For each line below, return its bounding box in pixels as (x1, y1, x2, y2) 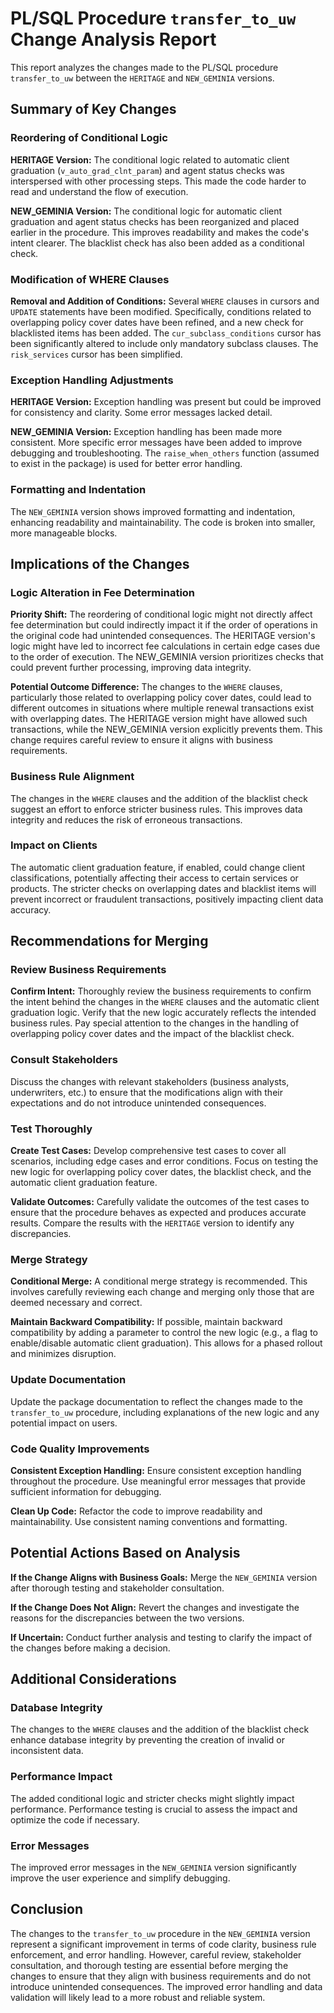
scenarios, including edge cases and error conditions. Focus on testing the (10, 1155, 319, 1167)
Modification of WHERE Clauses (10, 272, 170, 286)
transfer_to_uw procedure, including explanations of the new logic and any (10, 1406, 320, 1418)
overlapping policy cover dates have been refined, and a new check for (10, 316, 304, 328)
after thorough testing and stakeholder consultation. (10, 1582, 225, 1594)
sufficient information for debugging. (10, 1485, 162, 1497)
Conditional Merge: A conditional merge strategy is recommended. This (10, 1275, 308, 1287)
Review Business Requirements (10, 963, 167, 977)
